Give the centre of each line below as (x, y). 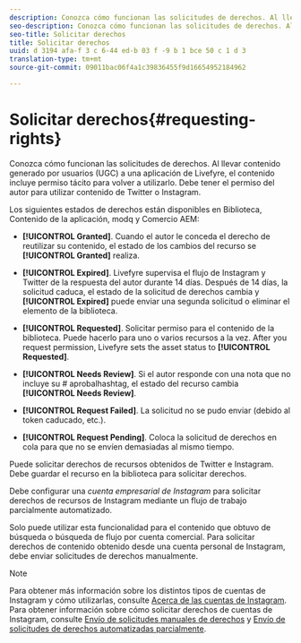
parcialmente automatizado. (61, 510)
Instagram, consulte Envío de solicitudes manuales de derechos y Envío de (147, 619)
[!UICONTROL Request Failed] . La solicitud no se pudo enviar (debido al (156, 410)
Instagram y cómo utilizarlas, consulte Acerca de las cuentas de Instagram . (148, 600)
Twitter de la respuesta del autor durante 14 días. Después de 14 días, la (155, 282)
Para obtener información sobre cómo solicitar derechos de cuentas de (141, 609)
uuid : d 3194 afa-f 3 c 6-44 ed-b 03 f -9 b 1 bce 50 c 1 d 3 (128, 51)
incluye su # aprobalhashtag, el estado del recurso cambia (130, 383)
